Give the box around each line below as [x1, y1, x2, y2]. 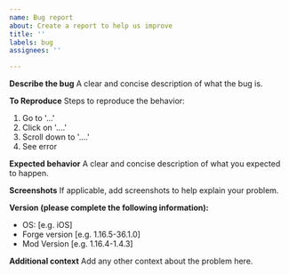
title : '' [9, 29, 46, 38]
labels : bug [9, 37, 53, 47]
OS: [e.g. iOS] [21, 220, 73, 231]
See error [21, 142, 58, 152]
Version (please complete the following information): [9, 202, 209, 214]
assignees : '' [9, 46, 62, 55]
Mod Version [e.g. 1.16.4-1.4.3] [21, 239, 133, 249]
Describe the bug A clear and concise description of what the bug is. [9, 78, 263, 89]
